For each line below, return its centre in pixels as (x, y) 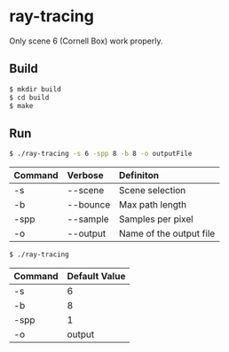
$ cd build (29, 98)
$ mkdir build (36, 89)
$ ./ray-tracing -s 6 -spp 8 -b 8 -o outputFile (101, 154)
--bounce (89, 205)
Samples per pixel (156, 219)
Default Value (96, 276)
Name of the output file (167, 234)
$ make (21, 106)
